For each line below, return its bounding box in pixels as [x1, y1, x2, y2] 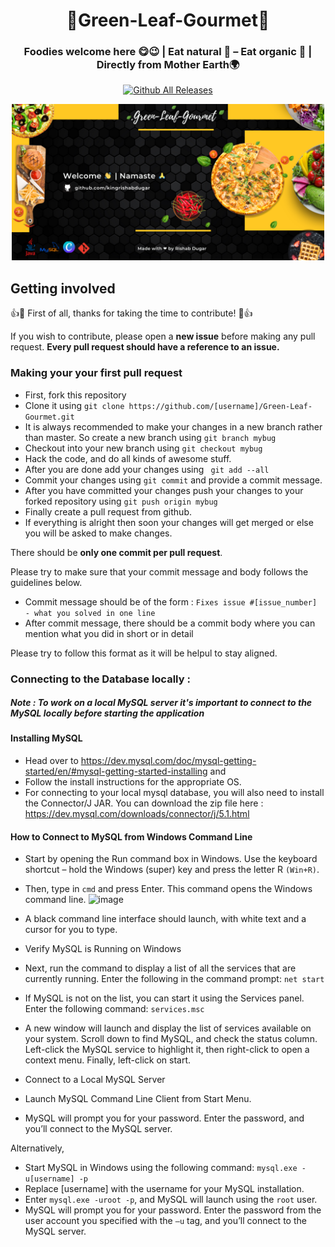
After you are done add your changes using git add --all [24, 463, 270, 475]
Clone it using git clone [24, 399, 125, 411]
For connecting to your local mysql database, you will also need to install [24, 787, 325, 799]
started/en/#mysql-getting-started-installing [24, 765, 208, 778]
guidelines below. [10, 576, 83, 588]
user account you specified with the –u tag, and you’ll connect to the [24, 1215, 307, 1227]
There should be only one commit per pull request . [10, 546, 223, 558]
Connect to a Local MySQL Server [24, 1074, 166, 1086]
